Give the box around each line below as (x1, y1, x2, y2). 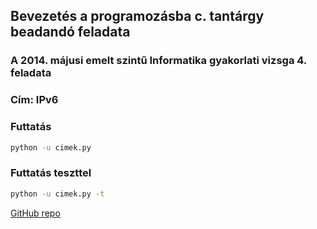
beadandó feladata (10, 24, 131, 41)
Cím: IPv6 (10, 93, 59, 107)
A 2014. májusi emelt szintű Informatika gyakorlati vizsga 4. (10, 54, 307, 68)
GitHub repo (10, 207, 61, 219)
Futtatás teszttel (10, 166, 92, 180)
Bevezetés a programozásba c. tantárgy (10, 8, 265, 25)
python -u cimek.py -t (10, 189, 105, 199)
